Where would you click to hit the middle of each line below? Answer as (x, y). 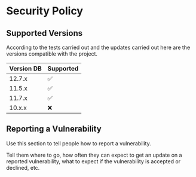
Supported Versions (44, 33)
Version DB (25, 68)
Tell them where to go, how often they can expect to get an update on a (94, 155)
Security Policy (45, 11)
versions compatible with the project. (52, 54)
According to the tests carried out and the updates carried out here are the (98, 47)
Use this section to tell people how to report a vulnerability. (79, 143)
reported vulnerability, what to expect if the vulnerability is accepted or (94, 161)
